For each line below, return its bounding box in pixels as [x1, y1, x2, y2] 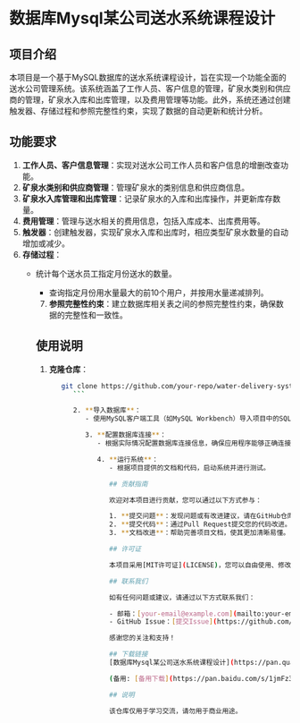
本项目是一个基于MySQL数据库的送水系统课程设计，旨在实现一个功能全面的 [9, 72, 287, 82]
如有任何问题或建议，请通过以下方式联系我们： [108, 592, 256, 602]
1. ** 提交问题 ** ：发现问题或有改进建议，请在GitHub [108, 512, 281, 521]
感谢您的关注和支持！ [108, 634, 176, 642]
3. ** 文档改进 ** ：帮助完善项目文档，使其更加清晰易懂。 [108, 529, 290, 538]
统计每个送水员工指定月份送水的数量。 [35, 268, 177, 278]
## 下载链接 [108, 650, 148, 659]
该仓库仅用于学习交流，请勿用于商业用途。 [108, 706, 243, 716]
